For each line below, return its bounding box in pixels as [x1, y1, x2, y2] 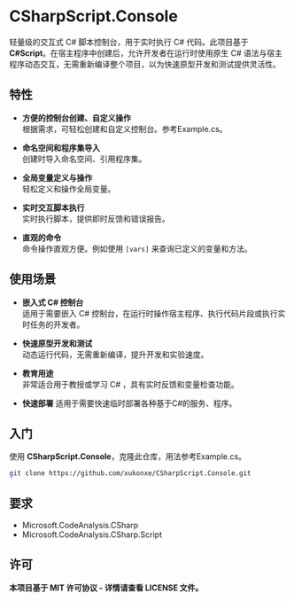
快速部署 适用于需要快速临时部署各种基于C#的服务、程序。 [21, 397, 237, 409]
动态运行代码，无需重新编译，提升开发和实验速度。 [21, 348, 209, 360]
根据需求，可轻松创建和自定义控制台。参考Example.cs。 [21, 123, 228, 134]
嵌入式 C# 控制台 [21, 297, 84, 308]
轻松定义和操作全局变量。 [21, 183, 116, 194]
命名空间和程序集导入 [21, 142, 100, 152]
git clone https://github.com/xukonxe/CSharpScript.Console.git [9, 469, 251, 478]
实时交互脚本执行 [21, 202, 85, 213]
